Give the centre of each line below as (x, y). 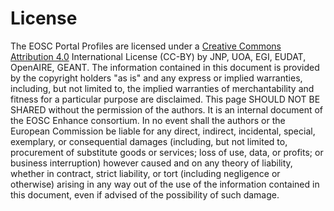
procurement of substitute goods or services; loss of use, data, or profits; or (167, 152)
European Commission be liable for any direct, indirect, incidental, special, (163, 131)
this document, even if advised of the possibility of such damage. (145, 194)
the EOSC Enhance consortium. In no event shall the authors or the (148, 120)
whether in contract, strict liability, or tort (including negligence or (145, 173)
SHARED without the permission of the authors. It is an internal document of (167, 109)
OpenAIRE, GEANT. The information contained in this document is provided (165, 67)
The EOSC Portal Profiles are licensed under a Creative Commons (146, 46)
